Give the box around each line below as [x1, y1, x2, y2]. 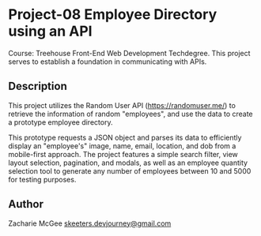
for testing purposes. [8, 174, 77, 184]
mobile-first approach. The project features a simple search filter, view [8, 149, 239, 159]
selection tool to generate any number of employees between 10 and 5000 [8, 166, 252, 175]
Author [8, 197, 43, 211]
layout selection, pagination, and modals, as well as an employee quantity [8, 158, 248, 167]
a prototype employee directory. [8, 117, 113, 127]
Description [8, 80, 67, 93]
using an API [8, 22, 93, 40]
